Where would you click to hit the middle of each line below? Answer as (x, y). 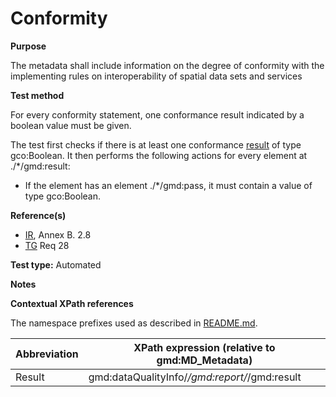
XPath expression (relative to (204, 347)
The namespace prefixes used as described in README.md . (134, 323)
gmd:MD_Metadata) (204, 360)
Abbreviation (47, 354)
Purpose (28, 46)
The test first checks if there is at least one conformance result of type (156, 144)
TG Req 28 (47, 245)
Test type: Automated (56, 264)
